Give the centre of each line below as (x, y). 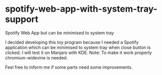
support (22, 19)
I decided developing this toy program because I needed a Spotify (72, 42)
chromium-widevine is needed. (36, 57)
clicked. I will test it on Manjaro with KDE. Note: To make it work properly (79, 53)
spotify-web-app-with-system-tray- (81, 9)
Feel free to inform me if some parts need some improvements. (69, 67)
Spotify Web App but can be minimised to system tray (60, 33)
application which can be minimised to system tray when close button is (78, 47)
